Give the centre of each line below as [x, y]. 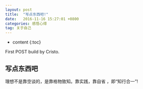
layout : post [19, 10]
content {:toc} [27, 42]
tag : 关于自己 [18, 28]
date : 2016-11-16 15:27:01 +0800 [42, 19]
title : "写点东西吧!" [27, 14]
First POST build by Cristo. [32, 52]
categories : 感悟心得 [26, 23]
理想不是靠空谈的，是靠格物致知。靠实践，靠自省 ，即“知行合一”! [72, 81]
